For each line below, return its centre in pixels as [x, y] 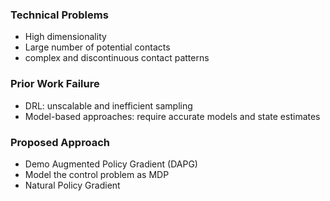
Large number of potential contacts [97, 47]
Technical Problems [59, 15]
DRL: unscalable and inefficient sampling [108, 105]
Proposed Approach [60, 142]
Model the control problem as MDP [97, 174]
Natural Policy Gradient [72, 185]
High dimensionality [65, 37]
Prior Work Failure [55, 84]
